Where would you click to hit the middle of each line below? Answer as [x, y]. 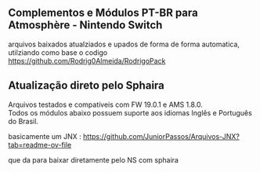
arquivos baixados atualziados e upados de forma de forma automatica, [124, 44]
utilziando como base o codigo [58, 52]
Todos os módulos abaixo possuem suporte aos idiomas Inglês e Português [130, 112]
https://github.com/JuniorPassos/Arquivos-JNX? [162, 136]
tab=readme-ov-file [40, 145]
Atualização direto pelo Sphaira [86, 86]
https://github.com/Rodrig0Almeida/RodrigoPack [87, 60]
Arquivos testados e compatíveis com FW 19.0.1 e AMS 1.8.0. [106, 104]
